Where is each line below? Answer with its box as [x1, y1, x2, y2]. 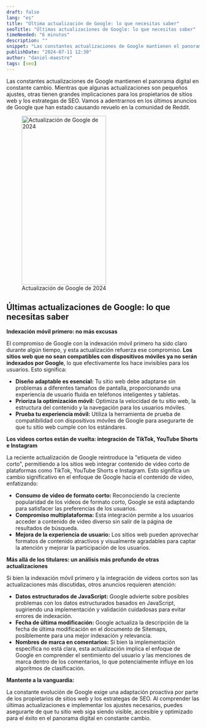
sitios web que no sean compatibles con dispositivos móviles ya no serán [6, 353, 197, 360]
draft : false [6, 9, 40, 15]
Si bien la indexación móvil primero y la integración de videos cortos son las [6, 574, 198, 582]
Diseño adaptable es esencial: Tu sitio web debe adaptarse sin [15, 378, 176, 385]
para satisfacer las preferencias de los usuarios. [15, 505, 137, 512]
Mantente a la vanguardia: [6, 676, 75, 684]
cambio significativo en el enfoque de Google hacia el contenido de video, [6, 474, 194, 481]
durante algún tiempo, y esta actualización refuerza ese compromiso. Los [6, 346, 193, 354]
